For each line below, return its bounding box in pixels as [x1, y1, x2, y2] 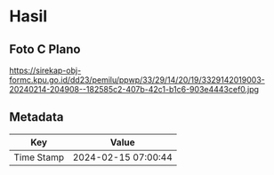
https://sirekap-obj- [9, 65, 82, 76]
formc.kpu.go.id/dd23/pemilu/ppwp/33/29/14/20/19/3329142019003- [9, 75, 265, 85]
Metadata [9, 109, 64, 125]
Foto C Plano [9, 42, 81, 57]
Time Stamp [13, 151, 65, 163]
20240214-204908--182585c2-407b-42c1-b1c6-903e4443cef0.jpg [9, 84, 260, 94]
